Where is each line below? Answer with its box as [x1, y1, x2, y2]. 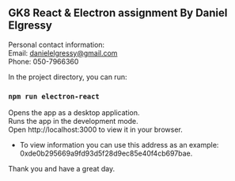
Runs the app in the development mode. [8, 117, 138, 126]
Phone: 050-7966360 [8, 56, 79, 66]
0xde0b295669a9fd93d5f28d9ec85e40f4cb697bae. [19, 148, 193, 158]
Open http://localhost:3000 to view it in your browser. [8, 125, 184, 134]
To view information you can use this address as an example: [19, 141, 219, 150]
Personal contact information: [8, 40, 105, 49]
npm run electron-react [8, 91, 100, 101]
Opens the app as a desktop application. [8, 108, 140, 117]
